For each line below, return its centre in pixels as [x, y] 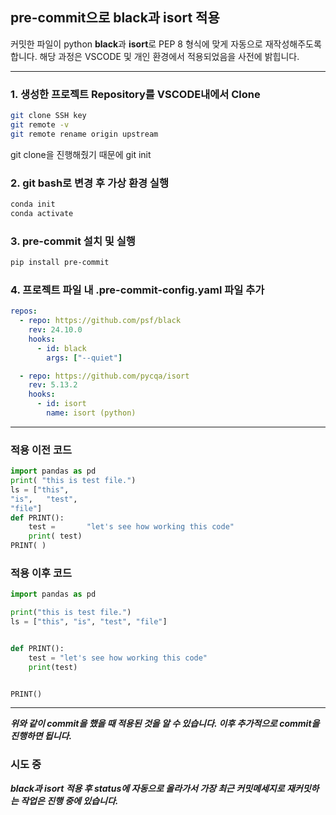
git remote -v [40, 124]
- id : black [61, 348]
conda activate [42, 213]
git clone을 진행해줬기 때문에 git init [81, 154]
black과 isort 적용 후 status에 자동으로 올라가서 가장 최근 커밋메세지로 [147, 788]
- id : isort [61, 404]
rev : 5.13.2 [53, 385]
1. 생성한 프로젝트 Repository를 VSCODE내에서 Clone [135, 94]
